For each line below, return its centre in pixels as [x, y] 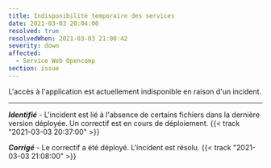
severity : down [34, 46]
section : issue [34, 69]
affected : [25, 53]
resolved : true [34, 31]
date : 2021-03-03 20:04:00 [54, 23]
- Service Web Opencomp [55, 61]
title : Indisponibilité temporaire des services [92, 16]
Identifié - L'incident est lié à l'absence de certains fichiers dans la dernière [134, 115]
